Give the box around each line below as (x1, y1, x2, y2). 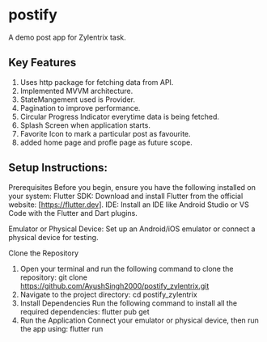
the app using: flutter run (19, 323, 104, 333)
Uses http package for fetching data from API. (19, 77, 174, 87)
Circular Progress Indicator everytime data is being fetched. (19, 112, 220, 121)
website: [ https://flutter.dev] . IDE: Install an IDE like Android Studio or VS (8, 200, 249, 209)
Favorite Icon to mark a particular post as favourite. (19, 129, 192, 138)
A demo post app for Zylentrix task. (8, 32, 127, 42)
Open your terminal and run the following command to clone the (19, 264, 234, 273)
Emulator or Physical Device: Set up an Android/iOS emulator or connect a (8, 224, 256, 234)
